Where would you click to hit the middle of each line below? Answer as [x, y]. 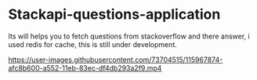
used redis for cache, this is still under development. [93, 44]
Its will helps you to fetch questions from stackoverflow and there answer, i [129, 36]
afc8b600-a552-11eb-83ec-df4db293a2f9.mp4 [85, 67]
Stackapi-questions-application [114, 15]
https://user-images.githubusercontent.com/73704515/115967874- [116, 60]
